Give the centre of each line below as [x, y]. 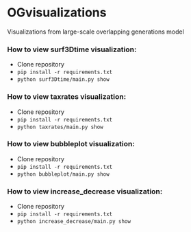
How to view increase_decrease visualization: [85, 192]
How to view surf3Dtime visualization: [72, 49]
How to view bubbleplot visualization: [71, 144]
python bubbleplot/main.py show [63, 174]
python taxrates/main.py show [60, 127]
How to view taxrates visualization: [67, 97]
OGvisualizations [57, 13]
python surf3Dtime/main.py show [63, 80]
